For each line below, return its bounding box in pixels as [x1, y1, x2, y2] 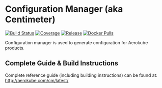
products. [5, 45, 25, 51]
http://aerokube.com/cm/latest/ [5, 77, 69, 83]
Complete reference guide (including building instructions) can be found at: [5, 72, 158, 78]
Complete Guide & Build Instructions [5, 59, 119, 67]
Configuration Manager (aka [5, 3, 123, 15]
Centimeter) [5, 14, 55, 25]
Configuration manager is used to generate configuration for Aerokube [5, 39, 148, 45]
